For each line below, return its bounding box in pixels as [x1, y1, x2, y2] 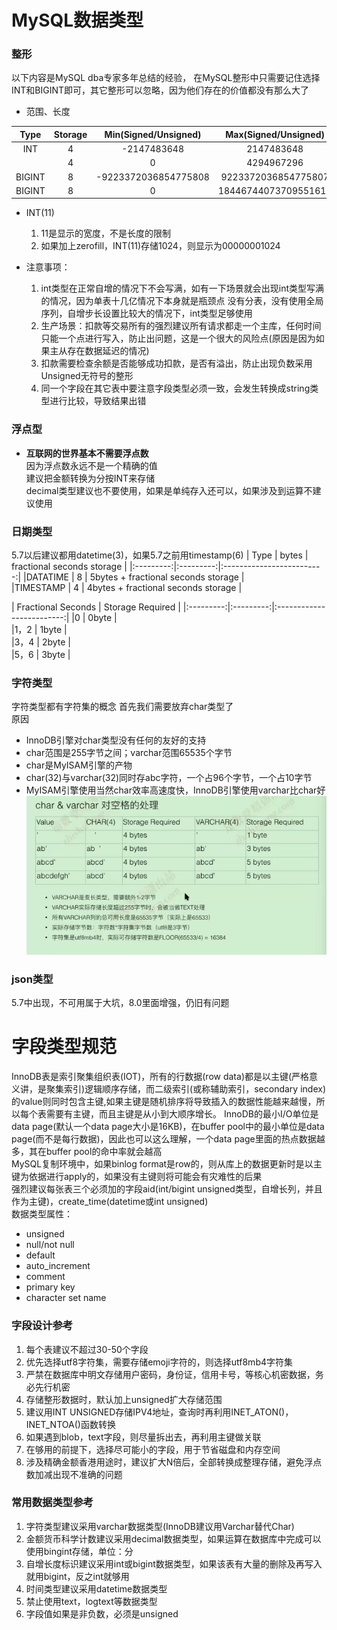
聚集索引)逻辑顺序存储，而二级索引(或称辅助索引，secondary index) [45, 1083, 326, 1095]
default [25, 1249, 56, 1261]
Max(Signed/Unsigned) [225, 128, 325, 140]
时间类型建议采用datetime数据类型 [25, 1582, 168, 1595]
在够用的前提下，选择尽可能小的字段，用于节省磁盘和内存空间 [25, 1443, 281, 1455]
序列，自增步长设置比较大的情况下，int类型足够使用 [40, 307, 253, 320]
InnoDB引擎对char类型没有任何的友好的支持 [25, 734, 207, 746]
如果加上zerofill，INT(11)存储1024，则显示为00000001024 [40, 240, 281, 252]
